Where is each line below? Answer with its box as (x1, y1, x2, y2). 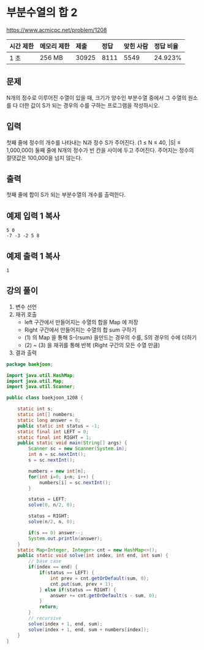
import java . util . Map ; (6, 378, 64, 384)
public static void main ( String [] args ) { (17, 440, 127, 446)
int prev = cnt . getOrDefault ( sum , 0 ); (50, 575, 149, 581)
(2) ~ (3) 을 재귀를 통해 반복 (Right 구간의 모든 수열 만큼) (24, 341, 161, 349)
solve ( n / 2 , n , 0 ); (28, 519, 75, 525)
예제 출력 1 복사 (6, 251, 60, 261)
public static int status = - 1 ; (17, 423, 100, 429)
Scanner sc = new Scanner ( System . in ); (28, 445, 127, 452)
